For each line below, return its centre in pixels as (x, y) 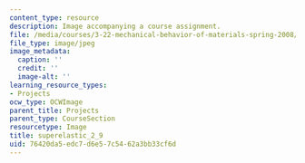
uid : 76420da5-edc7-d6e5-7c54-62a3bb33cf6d (93, 144)
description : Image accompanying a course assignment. (115, 26)
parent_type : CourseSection (63, 119)
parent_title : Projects (54, 110)
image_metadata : (40, 52)
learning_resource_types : (58, 85)
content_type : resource (54, 18)
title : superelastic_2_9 (56, 136)
